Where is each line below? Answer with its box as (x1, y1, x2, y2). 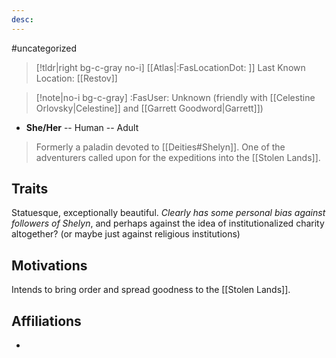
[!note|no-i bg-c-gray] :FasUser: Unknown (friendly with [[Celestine (35, 91, 316, 103)
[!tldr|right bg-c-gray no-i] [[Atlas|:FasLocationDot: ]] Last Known (35, 61, 306, 73)
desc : (11, 14, 34, 25)
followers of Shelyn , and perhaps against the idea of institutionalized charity (11, 217, 325, 230)
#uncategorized (11, 42, 78, 54)
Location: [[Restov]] (35, 72, 118, 84)
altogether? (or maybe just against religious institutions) (11, 228, 241, 240)
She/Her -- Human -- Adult (25, 121, 139, 133)
